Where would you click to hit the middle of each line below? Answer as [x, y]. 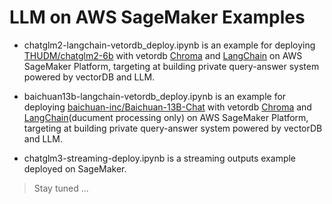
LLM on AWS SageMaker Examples [157, 17]
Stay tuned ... [61, 188]
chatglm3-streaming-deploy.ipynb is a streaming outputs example [160, 158]
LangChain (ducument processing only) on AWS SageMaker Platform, [166, 117]
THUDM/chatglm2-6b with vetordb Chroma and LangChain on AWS [163, 55]
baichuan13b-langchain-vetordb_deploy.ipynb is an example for [155, 96]
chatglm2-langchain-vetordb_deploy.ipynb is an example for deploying [169, 45]
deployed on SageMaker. [75, 168]
